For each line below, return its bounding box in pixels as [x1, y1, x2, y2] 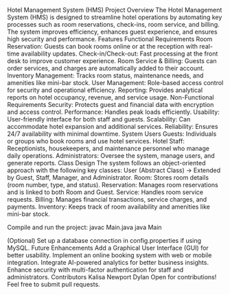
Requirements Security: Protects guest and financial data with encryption [7, 101, 214, 108]
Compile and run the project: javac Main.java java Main [7, 223, 163, 231]
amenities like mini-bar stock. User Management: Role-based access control [7, 79, 224, 86]
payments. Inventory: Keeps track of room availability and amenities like [7, 202, 211, 211]
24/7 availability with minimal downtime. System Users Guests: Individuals [7, 130, 217, 138]
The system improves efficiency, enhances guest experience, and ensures [7, 27, 218, 36]
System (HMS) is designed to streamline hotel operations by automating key [7, 13, 222, 21]
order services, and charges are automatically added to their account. [7, 64, 205, 72]
